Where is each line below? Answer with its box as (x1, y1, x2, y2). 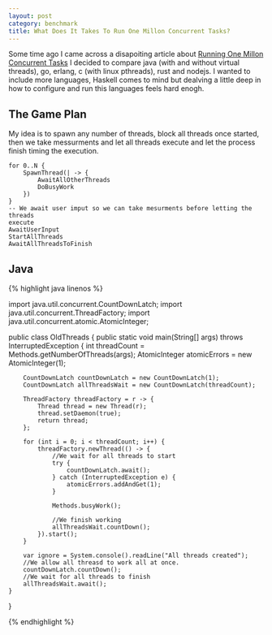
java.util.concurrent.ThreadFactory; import (8, 308, 150, 317)
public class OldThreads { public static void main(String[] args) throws (8, 332, 244, 342)
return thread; (37, 417, 89, 425)
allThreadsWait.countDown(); (51, 523, 151, 531)
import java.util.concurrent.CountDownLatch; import (8, 300, 183, 309)
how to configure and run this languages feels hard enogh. (8, 84, 205, 93)
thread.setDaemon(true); (37, 409, 122, 417)
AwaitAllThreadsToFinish (8, 240, 93, 248)
